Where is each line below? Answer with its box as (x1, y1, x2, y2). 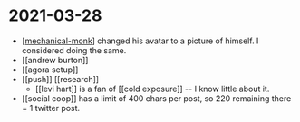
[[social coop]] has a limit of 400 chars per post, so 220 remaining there (21, 92, 292, 104)
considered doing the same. (21, 44, 127, 55)
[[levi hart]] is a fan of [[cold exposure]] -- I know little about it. (34, 83, 270, 94)
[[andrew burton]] (21, 54, 89, 65)
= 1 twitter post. (21, 102, 81, 113)
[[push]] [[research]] (21, 73, 100, 84)
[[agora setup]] (21, 64, 79, 75)
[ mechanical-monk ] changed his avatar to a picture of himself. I (21, 35, 259, 46)
